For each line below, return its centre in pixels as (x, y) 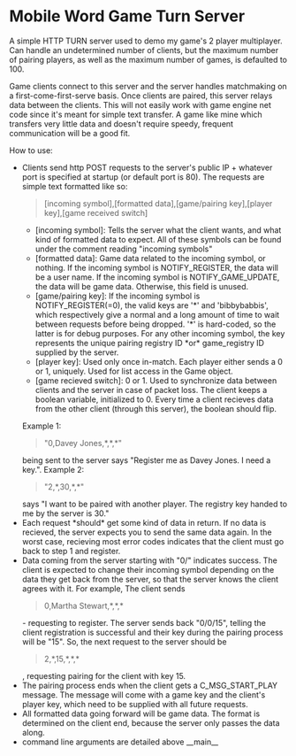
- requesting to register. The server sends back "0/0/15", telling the (144, 622)
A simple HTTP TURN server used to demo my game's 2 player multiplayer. (146, 41)
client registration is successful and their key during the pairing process (152, 632)
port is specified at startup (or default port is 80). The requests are (143, 177)
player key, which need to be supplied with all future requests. (135, 704)
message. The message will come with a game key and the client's (144, 694)
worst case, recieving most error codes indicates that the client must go (153, 541)
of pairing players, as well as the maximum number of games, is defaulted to (148, 59)
